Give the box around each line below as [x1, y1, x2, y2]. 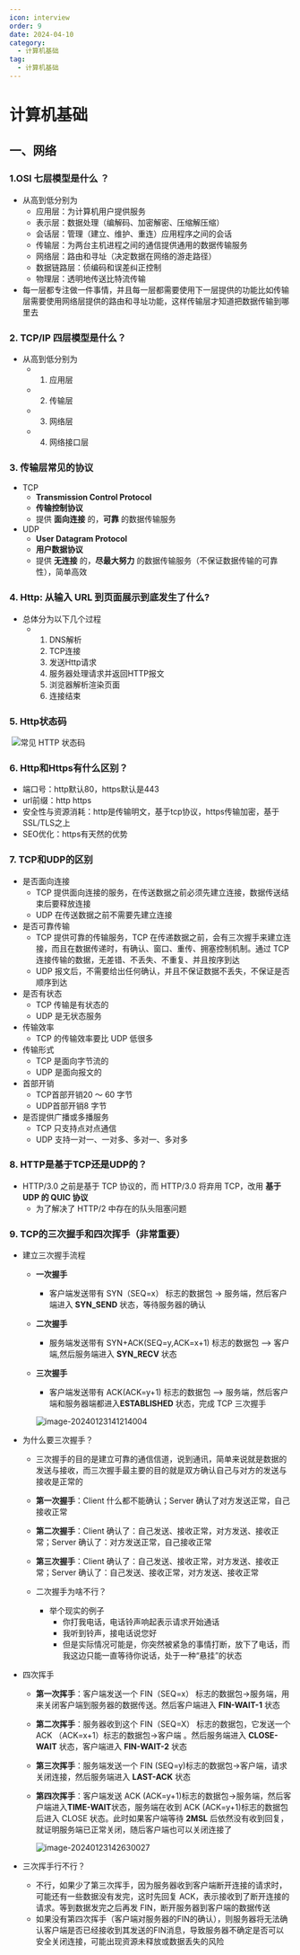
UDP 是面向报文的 [35, 1066, 102, 1077]
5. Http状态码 [9, 715, 67, 728]
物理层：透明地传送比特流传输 [35, 273, 146, 284]
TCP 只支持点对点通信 [35, 1122, 117, 1133]
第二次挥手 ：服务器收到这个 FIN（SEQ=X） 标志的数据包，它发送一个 [35, 1719, 291, 1729]
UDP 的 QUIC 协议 [21, 1191, 89, 1202]
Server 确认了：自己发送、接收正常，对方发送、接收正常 [51, 1567, 260, 1578]
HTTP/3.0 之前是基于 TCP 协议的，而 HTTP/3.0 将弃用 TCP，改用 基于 [21, 1181, 282, 1191]
